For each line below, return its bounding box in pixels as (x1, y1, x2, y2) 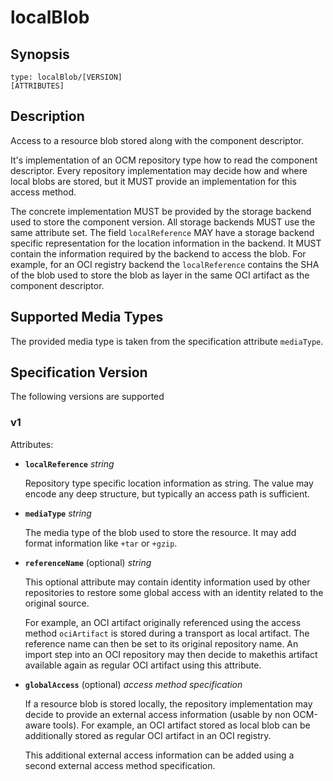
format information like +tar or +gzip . (24, 537, 178, 549)
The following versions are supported (10, 391, 165, 403)
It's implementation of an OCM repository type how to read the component (10, 154, 318, 166)
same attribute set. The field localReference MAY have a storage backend (10, 226, 315, 238)
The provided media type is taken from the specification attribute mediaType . (10, 335, 324, 347)
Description (10, 108, 85, 125)
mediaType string (24, 507, 92, 519)
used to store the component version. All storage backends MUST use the (10, 216, 316, 228)
